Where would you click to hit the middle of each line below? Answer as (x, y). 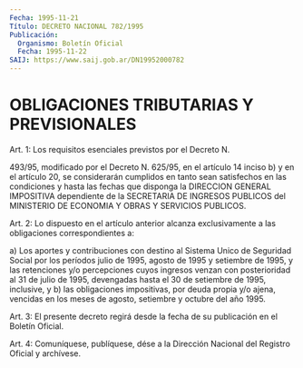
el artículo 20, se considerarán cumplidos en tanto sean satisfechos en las (148, 176)
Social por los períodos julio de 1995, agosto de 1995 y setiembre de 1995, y (151, 260)
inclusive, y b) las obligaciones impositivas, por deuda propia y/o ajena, (143, 289)
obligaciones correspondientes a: (72, 233)
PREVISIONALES (73, 124)
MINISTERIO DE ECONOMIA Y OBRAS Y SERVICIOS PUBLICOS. (128, 205)
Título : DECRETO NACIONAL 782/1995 (77, 26)
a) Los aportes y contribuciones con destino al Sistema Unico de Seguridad (151, 250)
